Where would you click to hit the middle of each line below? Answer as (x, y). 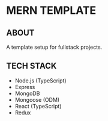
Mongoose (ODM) (37, 99)
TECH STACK (31, 66)
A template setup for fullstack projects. (54, 47)
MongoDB (27, 93)
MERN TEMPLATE (51, 11)
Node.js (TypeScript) (41, 80)
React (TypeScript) (38, 106)
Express (25, 87)
